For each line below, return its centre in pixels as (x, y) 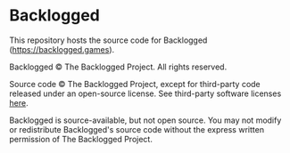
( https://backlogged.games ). (62, 49)
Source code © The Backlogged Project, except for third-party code (135, 84)
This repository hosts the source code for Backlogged (108, 40)
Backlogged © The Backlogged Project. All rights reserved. (118, 67)
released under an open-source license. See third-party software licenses (145, 93)
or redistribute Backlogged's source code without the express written (137, 129)
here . (19, 102)
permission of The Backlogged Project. (81, 139)
